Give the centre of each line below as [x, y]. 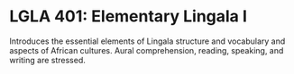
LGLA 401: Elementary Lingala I [129, 16]
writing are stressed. [47, 60]
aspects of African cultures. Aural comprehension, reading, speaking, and [147, 50]
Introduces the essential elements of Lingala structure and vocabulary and [147, 41]
